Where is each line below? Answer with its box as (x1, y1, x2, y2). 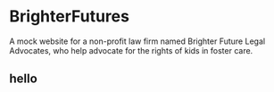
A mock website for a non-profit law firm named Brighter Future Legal (9, 36, 266, 46)
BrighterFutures (9, 6, 129, 27)
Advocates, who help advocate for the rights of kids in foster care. (9, 45, 253, 55)
